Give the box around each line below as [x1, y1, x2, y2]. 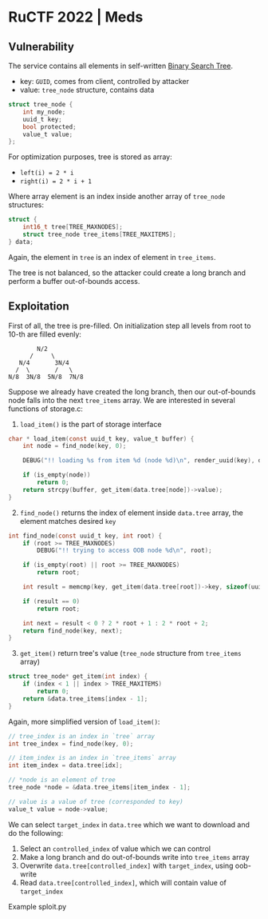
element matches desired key [19, 516, 116, 525]
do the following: [8, 828, 64, 837]
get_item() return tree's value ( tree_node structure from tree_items [19, 649, 242, 658]
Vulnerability [8, 40, 74, 54]
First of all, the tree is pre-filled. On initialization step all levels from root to [8, 321, 251, 330]
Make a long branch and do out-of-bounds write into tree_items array [19, 852, 250, 861]
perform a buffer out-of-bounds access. [8, 276, 140, 286]
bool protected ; [22, 122, 77, 131]
